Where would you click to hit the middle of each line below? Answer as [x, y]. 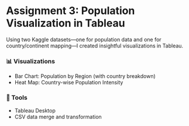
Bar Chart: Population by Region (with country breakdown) [85, 76]
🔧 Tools [17, 98]
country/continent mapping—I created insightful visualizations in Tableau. [94, 46]
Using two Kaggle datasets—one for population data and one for [84, 39]
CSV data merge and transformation [58, 117]
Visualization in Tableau [66, 23]
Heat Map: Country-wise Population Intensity [69, 83]
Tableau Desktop [35, 110]
